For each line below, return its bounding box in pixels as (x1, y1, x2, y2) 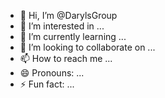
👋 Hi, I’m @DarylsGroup (19, 10, 118, 21)
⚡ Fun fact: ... (19, 78, 75, 90)
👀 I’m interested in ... (19, 20, 105, 32)
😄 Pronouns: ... (19, 67, 85, 79)
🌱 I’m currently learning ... (19, 31, 127, 42)
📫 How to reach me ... (19, 53, 113, 64)
